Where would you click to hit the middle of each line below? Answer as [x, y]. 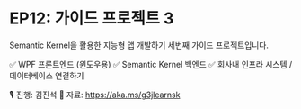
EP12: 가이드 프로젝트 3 [92, 18]
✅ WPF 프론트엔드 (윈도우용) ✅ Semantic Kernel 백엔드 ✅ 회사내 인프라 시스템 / [151, 64]
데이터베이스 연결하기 [47, 75]
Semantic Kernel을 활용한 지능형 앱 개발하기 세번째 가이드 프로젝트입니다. [139, 45]
